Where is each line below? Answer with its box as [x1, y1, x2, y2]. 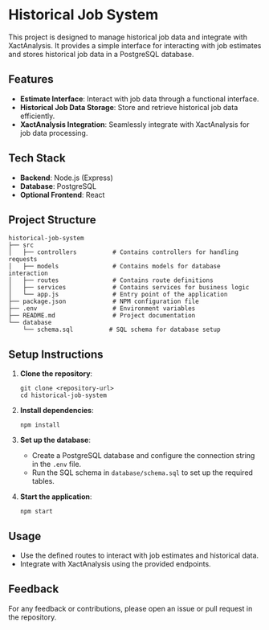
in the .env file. [31, 460, 82, 469]
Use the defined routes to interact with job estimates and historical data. [19, 550, 259, 560]
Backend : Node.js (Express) [19, 173, 114, 182]
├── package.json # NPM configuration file [8, 297, 199, 306]
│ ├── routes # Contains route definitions [8, 276, 214, 284]
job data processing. [19, 128, 88, 137]
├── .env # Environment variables [8, 305, 196, 313]
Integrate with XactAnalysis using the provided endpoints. [19, 559, 211, 568]
